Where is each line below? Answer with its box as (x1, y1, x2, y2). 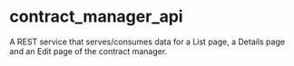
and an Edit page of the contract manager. (9, 45, 168, 56)
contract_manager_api (9, 6, 183, 27)
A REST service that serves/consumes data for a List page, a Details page (9, 36, 286, 47)
